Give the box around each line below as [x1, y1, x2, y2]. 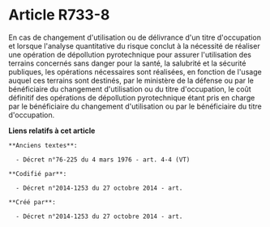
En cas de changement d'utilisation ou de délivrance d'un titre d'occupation [8, 32, 262, 42]
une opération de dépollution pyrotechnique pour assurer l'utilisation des [8, 49, 251, 59]
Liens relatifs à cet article [8, 126, 96, 135]
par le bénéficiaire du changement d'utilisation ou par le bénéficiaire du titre [8, 101, 262, 111]
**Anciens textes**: [8, 141, 79, 149]
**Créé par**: [8, 198, 57, 206]
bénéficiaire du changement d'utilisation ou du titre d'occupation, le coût [8, 84, 251, 94]
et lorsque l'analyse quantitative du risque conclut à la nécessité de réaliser [8, 41, 261, 50]
